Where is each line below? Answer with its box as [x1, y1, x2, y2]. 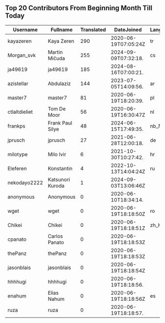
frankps [7, 123, 26, 129]
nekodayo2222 [7, 179, 43, 186]
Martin [48, 49, 63, 56]
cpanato [7, 236, 27, 243]
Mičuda [48, 55, 65, 62]
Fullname [51, 26, 73, 33]
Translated [80, 26, 107, 33]
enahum [7, 292, 27, 299]
